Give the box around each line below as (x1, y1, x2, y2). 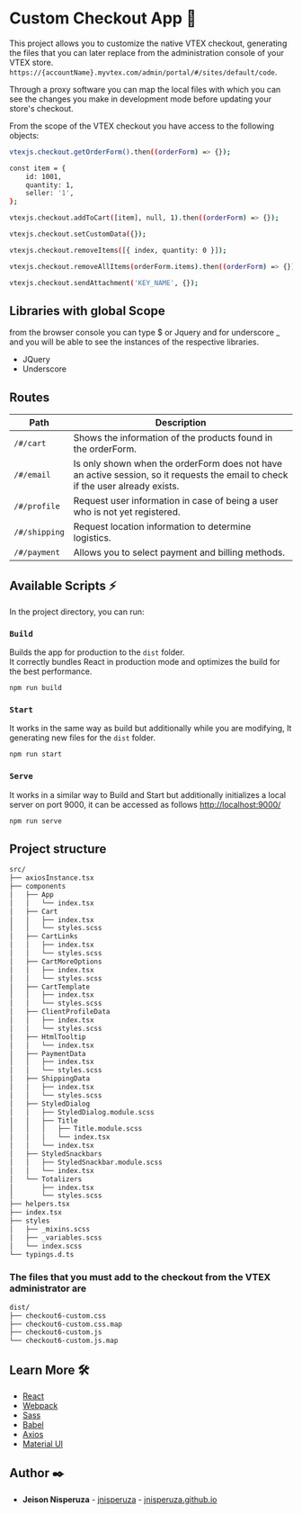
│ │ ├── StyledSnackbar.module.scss (9, 1158, 164, 1167)
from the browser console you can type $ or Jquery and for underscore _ (9, 327, 280, 338)
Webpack (22, 1400, 58, 1411)
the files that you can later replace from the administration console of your (9, 47, 285, 58)
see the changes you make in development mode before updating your (9, 94, 272, 104)
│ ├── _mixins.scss (9, 1224, 91, 1233)
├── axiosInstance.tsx (9, 873, 94, 882)
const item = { (9, 164, 67, 173)
